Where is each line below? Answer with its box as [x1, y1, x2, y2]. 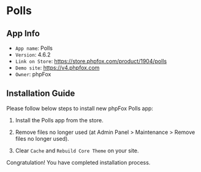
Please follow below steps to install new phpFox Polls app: [6, 104, 153, 112]
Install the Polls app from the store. [15, 116, 104, 123]
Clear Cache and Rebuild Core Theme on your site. [15, 147, 139, 154]
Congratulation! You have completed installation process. [6, 158, 151, 166]
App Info [6, 28, 40, 39]
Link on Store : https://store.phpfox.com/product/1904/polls [15, 58, 167, 64]
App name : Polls [15, 44, 53, 52]
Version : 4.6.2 [15, 51, 51, 58]
